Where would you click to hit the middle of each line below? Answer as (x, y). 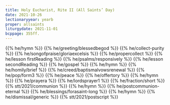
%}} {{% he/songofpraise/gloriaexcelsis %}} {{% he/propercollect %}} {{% (84, 54)
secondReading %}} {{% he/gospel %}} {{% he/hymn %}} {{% (71, 64)
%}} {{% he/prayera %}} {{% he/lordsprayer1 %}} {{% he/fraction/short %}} (85, 81)
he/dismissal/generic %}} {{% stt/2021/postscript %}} (62, 97)
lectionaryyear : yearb (29, 19)
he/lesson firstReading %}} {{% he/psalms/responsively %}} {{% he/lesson (84, 59)
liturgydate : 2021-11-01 (32, 29)
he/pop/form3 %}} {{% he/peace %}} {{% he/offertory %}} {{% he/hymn (82, 75)
